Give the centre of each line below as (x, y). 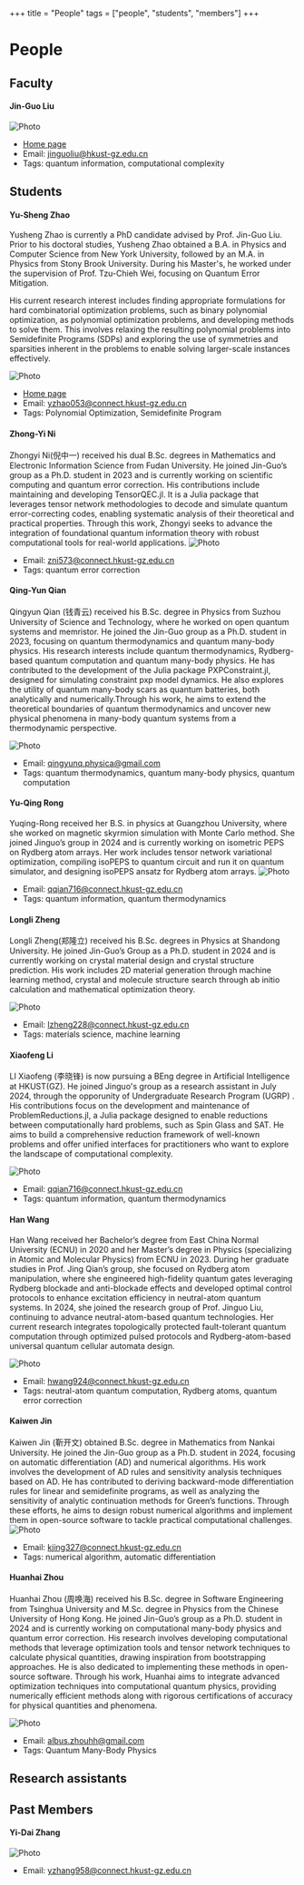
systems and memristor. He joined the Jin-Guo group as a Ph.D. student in (148, 631)
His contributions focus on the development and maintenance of (130, 1106)
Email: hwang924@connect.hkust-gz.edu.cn (106, 1381)
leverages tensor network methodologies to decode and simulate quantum (149, 503)
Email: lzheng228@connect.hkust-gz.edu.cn (106, 1025)
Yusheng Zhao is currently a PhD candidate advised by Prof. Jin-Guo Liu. (146, 235)
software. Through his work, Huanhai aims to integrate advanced (159, 1676)
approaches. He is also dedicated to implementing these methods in (137, 1667)
